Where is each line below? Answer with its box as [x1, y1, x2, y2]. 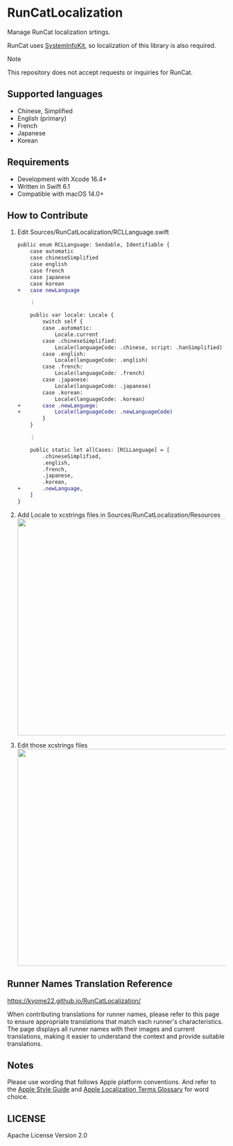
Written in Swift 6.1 [17, 182, 71, 190]
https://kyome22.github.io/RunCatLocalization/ [7, 996, 141, 1004]
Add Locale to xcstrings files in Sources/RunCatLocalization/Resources [17, 510, 221, 519]
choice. [7, 1093, 29, 1101]
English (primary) [17, 114, 67, 122]
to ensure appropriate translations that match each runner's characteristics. [7, 1017, 223, 1025]
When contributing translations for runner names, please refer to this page [7, 1010, 220, 1018]
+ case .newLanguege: [17, 402, 98, 409]
